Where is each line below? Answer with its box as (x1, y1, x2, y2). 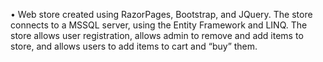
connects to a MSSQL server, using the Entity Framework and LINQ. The (10, 19, 308, 31)
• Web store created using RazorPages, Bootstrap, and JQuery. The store (10, 9, 313, 20)
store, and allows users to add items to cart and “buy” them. (10, 40, 258, 52)
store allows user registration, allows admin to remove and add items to (10, 30, 304, 41)
